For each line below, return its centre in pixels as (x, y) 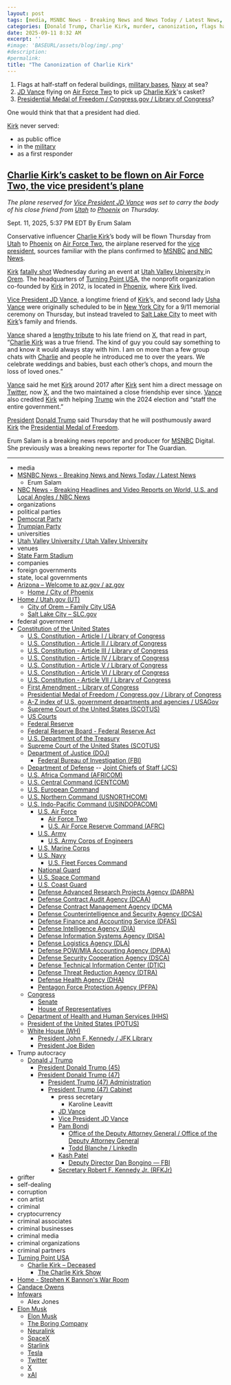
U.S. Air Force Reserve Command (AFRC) (106, 826)
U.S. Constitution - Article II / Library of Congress (97, 644)
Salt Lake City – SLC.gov (62, 614)
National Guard (59, 870)
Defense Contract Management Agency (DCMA (105, 907)
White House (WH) (54, 1031)
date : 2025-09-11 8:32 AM (44, 33)
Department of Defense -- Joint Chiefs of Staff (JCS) (102, 768)
